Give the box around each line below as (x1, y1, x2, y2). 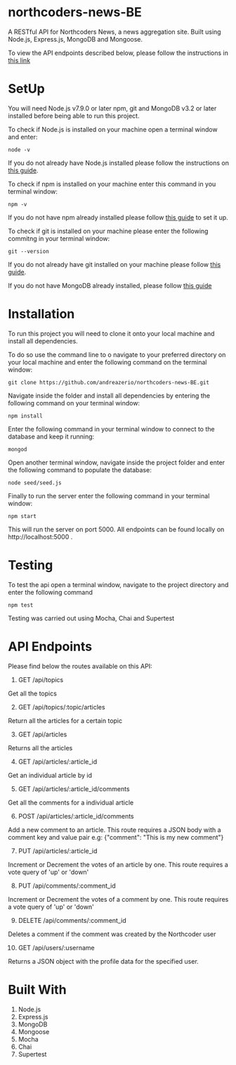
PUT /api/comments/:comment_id (18, 881, 117, 890)
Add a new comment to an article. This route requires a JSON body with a (8, 825, 221, 834)
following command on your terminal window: (8, 398, 140, 407)
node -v (8, 146, 31, 153)
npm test (8, 601, 34, 609)
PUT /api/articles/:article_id (18, 846, 98, 855)
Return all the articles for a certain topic (8, 716, 122, 725)
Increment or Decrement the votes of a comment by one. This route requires (8, 895, 229, 903)
